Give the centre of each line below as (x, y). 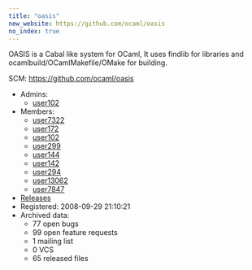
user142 (46, 163)
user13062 (50, 181)
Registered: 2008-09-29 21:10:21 (75, 207)
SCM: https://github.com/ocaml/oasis (71, 79)
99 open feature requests (75, 233)
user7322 (48, 120)
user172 (46, 129)
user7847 (48, 189)
